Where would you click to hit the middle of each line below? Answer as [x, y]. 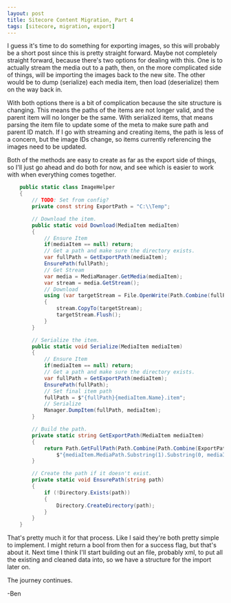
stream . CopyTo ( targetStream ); [99, 309]
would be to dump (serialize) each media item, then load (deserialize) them [113, 83]
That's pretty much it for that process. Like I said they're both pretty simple [113, 538]
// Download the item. [64, 219]
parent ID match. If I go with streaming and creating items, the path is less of [115, 132]
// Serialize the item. [66, 340]
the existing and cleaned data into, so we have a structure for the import [109, 560]
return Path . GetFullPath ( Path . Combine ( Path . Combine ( [121, 448]
